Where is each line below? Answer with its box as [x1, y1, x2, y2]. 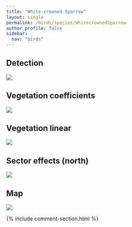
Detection [6, 58, 43, 68]
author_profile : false [6, 25, 62, 31]
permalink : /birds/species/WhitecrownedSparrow [6, 20, 127, 25]
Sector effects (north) [6, 155, 89, 166]
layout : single [6, 14, 44, 20]
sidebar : [6, 31, 28, 37]
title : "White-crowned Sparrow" [6, 8, 86, 15]
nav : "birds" [11, 36, 44, 42]
